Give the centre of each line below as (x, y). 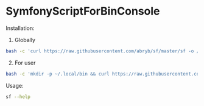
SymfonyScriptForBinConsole (83, 11)
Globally (25, 40)
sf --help (18, 97)
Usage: (15, 85)
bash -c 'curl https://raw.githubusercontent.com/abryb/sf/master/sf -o (100, 51)
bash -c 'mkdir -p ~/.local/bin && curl (58, 74)
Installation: (20, 28)
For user (25, 63)
